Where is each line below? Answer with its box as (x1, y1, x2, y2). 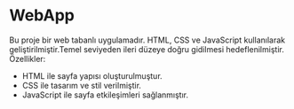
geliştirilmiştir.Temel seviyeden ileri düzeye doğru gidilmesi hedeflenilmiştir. (9, 43, 284, 54)
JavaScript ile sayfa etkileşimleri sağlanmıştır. (21, 90, 189, 100)
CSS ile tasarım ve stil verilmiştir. (21, 80, 142, 90)
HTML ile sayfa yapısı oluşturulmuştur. (21, 70, 163, 81)
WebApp (9, 5, 75, 26)
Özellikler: (9, 53, 46, 64)
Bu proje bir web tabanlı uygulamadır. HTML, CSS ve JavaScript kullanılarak (9, 35, 286, 45)
